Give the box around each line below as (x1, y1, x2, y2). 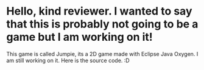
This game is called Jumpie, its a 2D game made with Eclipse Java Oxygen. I (6, 50, 199, 57)
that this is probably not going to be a (6, 17, 199, 31)
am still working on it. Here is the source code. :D (6, 57, 130, 64)
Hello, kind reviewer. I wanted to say (6, 4, 193, 18)
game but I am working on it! (6, 30, 153, 44)
